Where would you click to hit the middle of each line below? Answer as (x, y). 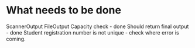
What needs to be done (64, 10)
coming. (16, 39)
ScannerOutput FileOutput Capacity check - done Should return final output (97, 26)
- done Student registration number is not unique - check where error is (93, 32)
